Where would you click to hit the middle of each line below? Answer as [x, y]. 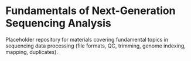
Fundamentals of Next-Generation [91, 11]
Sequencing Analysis [59, 23]
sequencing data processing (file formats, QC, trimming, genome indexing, [95, 46]
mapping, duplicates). [32, 52]
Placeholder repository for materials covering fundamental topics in [87, 39]
